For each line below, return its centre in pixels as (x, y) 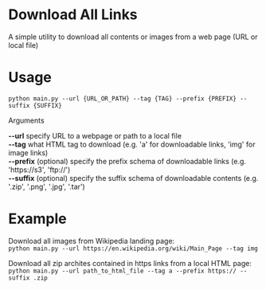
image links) (28, 152)
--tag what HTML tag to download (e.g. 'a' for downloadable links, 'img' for (132, 144)
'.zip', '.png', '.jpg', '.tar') (47, 186)
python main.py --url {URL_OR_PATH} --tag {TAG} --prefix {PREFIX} (123, 98)
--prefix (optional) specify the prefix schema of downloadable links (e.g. (127, 161)
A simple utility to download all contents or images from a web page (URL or (133, 37)
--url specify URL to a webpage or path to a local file (95, 135)
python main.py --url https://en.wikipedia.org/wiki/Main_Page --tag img (133, 249)
